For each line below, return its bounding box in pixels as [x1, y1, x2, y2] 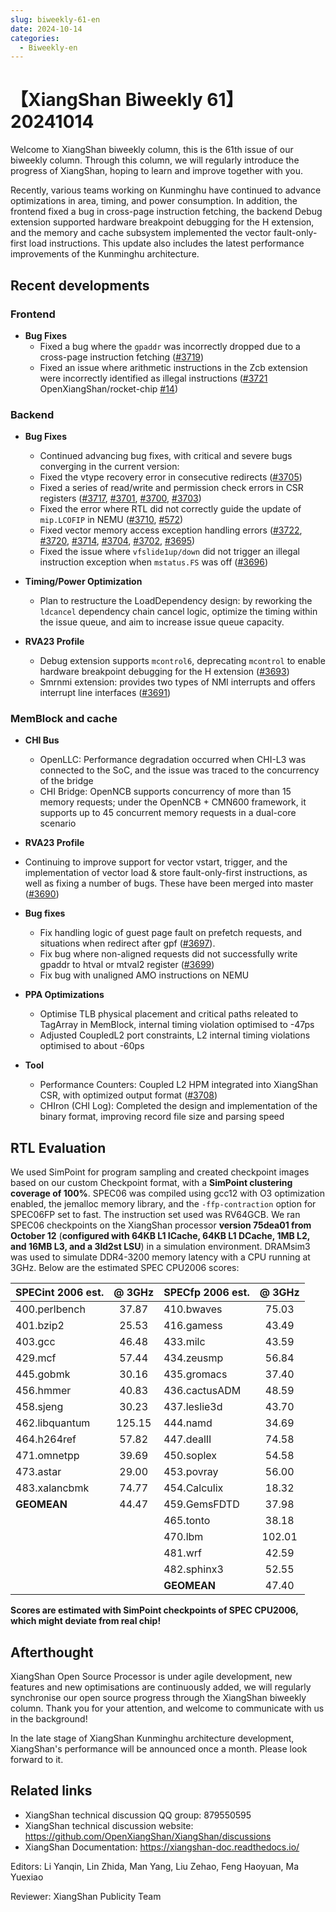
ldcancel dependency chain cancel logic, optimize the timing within [39, 606, 318, 618]
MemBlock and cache [10, 712, 118, 726]
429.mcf [15, 1351, 57, 1365]
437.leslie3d [163, 1400, 223, 1414]
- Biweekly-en [19, 42, 78, 53]
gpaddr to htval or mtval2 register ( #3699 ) [39, 959, 215, 971]
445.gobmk [15, 1367, 71, 1381]
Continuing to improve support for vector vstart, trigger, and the [24, 856, 288, 868]
